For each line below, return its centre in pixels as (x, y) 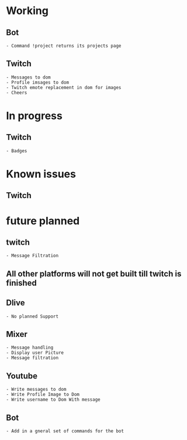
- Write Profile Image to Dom (43, 395)
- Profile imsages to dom (37, 82)
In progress (34, 116)
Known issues (41, 174)
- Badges (17, 151)
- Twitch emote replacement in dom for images (64, 87)
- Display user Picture (35, 353)
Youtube (22, 376)
